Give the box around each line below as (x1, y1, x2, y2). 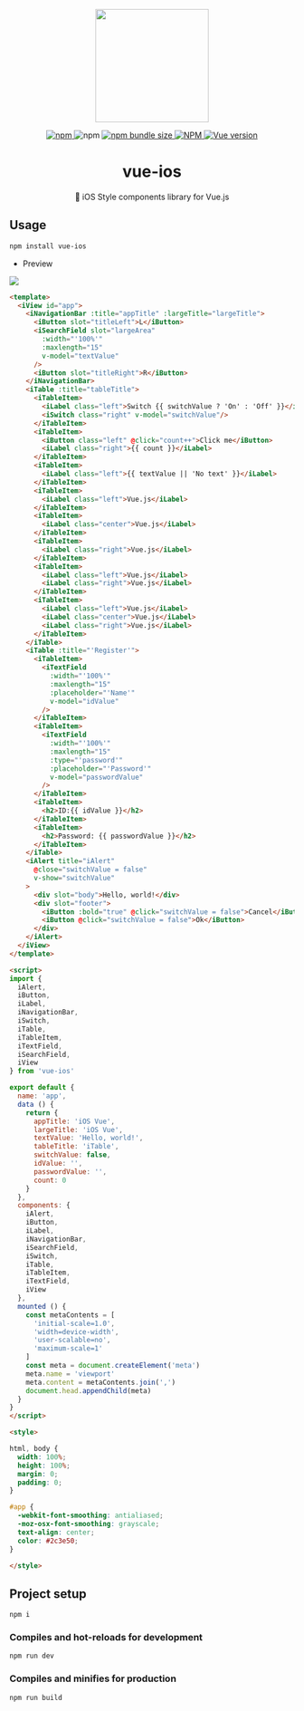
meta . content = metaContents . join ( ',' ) (25, 1378, 176, 1387)
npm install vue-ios (9, 241, 88, 251)
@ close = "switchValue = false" (33, 865, 147, 874)
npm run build (9, 1693, 63, 1702)
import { (9, 974, 43, 983)
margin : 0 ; (17, 1469, 59, 1478)
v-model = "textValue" (42, 351, 119, 360)
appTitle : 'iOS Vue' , (33, 1117, 116, 1126)
